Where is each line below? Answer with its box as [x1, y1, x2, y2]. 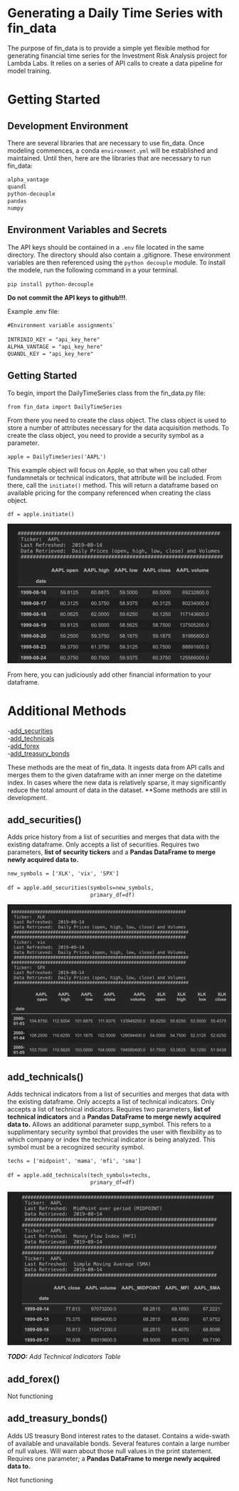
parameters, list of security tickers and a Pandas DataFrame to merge [7, 848, 216, 856]
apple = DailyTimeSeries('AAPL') [7, 453, 107, 461]
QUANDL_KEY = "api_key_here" [7, 350, 94, 357]
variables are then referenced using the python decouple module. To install [7, 258, 226, 267]
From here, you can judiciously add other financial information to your [7, 670, 212, 679]
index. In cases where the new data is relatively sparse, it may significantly [7, 778, 226, 787]
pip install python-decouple [7, 280, 94, 288]
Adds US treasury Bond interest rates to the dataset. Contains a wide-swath [7, 1431, 230, 1440]
